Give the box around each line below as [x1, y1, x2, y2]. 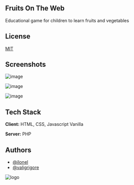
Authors [5, 146, 32, 154]
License [5, 32, 31, 41]
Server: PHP [5, 131, 32, 137]
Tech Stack [5, 108, 41, 116]
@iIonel [12, 159, 29, 165]
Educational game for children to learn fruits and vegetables [5, 17, 129, 23]
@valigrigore [12, 164, 39, 171]
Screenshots [5, 60, 46, 69]
